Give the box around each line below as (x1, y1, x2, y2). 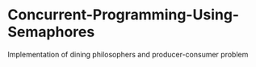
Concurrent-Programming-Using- (7, 6, 240, 24)
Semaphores (7, 23, 95, 41)
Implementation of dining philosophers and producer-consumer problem (7, 49, 249, 59)
